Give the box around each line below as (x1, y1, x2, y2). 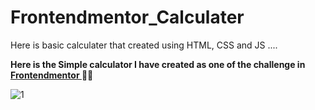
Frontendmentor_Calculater (10, 6, 245, 29)
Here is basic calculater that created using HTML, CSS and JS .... (10, 39, 278, 51)
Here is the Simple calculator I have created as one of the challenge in (10, 58, 306, 70)
